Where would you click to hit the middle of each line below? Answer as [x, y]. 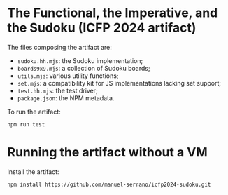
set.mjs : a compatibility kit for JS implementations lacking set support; [119, 83]
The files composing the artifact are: [59, 47]
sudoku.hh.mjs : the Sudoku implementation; [80, 60]
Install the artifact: [33, 172]
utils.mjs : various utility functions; [68, 76]
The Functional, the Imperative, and [113, 13]
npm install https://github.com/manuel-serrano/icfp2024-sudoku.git [109, 184]
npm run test [26, 124]
